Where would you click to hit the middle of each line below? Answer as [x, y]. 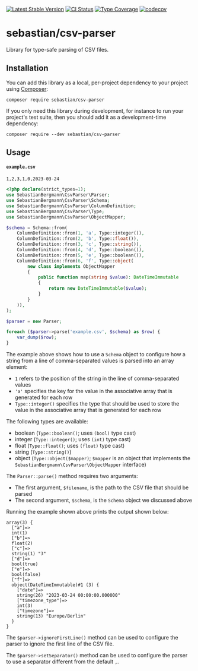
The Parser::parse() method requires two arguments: [72, 476]
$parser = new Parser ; [34, 321]
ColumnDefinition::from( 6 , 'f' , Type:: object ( [75, 261]
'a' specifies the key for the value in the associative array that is [94, 391]
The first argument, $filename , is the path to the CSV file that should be [102, 488]
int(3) [25, 606]
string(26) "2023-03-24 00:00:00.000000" [68, 596]
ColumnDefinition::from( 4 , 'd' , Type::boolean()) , [81, 250]
